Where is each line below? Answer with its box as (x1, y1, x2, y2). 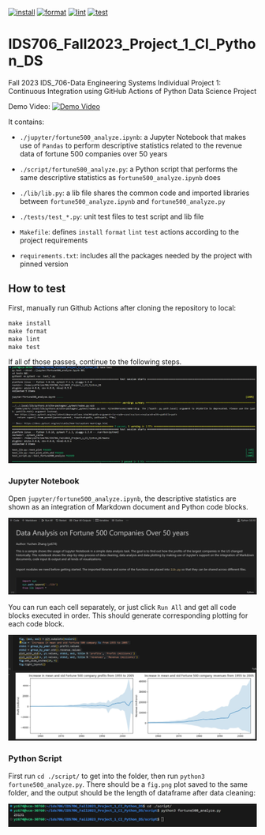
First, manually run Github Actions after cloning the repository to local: (8, 303, 237, 312)
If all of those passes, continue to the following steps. (8, 356, 182, 367)
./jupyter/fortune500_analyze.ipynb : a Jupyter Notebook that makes (19, 132, 247, 141)
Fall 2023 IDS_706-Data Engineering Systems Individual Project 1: (8, 77, 222, 87)
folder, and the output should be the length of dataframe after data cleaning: (8, 788, 256, 797)
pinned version (19, 259, 69, 269)
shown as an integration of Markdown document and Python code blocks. (8, 502, 248, 511)
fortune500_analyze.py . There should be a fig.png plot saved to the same (8, 779, 248, 789)
